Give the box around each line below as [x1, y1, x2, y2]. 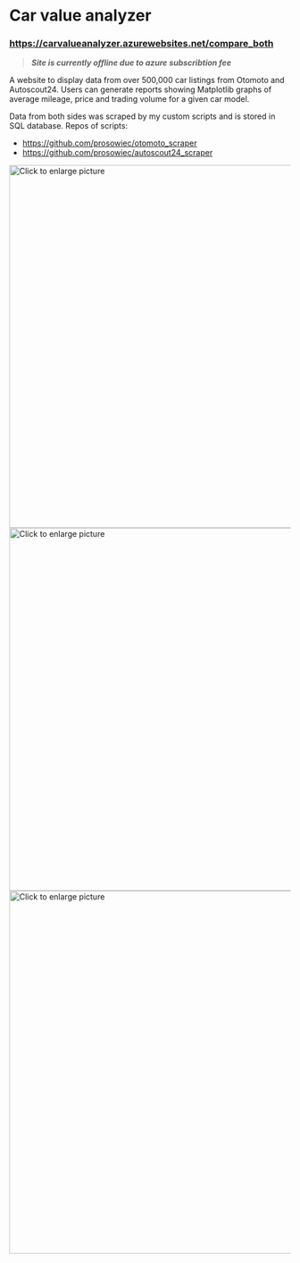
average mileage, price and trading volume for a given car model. [9, 94, 250, 105]
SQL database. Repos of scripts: [9, 121, 128, 131]
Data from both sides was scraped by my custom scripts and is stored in [9, 111, 276, 121]
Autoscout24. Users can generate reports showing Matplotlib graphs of [9, 84, 272, 95]
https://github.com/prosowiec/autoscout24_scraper [21, 147, 213, 158]
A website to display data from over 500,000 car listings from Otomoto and [9, 75, 285, 86]
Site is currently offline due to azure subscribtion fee [30, 57, 232, 68]
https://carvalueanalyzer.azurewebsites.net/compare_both [9, 38, 274, 50]
